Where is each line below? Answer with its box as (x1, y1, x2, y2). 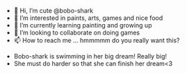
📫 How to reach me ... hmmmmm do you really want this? (13, 36, 180, 44)
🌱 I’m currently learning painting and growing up (13, 21, 152, 29)
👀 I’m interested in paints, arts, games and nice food (13, 14, 163, 22)
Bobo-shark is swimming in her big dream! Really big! (13, 52, 167, 60)
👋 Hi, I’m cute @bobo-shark (13, 7, 94, 14)
